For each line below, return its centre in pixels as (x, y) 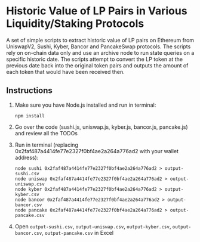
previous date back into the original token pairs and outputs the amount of (97, 65)
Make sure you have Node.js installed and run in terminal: (85, 105)
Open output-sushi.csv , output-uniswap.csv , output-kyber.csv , (93, 226)
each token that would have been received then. (66, 72)
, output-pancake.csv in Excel (78, 232)
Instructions (29, 91)
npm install (30, 116)
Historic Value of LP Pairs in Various (97, 11)
